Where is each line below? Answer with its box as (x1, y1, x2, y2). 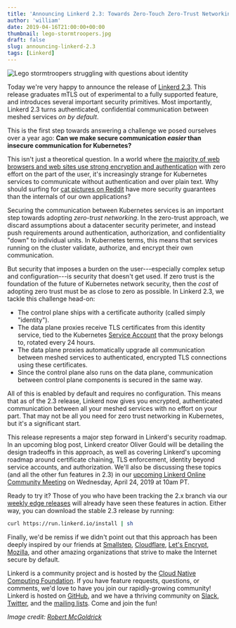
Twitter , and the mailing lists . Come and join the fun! (7, 598, 157, 607)
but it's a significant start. (7, 419, 81, 427)
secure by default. (7, 555, 60, 564)
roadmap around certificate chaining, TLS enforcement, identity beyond (7, 455, 215, 464)
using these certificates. (17, 360, 88, 369)
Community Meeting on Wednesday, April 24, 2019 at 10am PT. (7, 477, 190, 486)
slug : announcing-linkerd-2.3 (7, 43, 96, 50)
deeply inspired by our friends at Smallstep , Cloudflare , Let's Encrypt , (7, 540, 209, 548)
